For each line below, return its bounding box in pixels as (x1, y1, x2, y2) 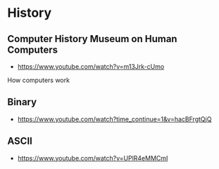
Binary (7, 96, 37, 108)
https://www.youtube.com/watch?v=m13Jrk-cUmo (17, 62, 165, 71)
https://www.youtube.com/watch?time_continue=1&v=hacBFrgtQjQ (17, 114, 212, 123)
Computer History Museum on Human (7, 33, 177, 45)
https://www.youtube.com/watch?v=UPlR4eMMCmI (17, 154, 168, 162)
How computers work (7, 76, 70, 84)
